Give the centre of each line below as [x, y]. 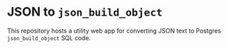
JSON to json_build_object [85, 12]
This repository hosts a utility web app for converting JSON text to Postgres [114, 31]
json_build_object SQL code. [49, 37]
